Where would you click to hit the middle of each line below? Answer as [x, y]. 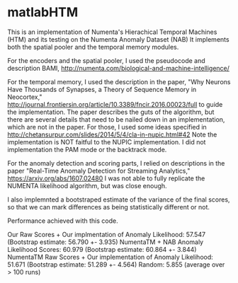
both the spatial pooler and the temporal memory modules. [93, 47]
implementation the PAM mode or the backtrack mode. [87, 149]
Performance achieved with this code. [63, 221]
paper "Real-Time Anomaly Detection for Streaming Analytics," [99, 171]
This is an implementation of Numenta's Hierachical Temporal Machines [112, 32]
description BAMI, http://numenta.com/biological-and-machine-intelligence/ [119, 68]
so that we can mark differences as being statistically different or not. [109, 207]
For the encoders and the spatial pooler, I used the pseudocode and [106, 60]
